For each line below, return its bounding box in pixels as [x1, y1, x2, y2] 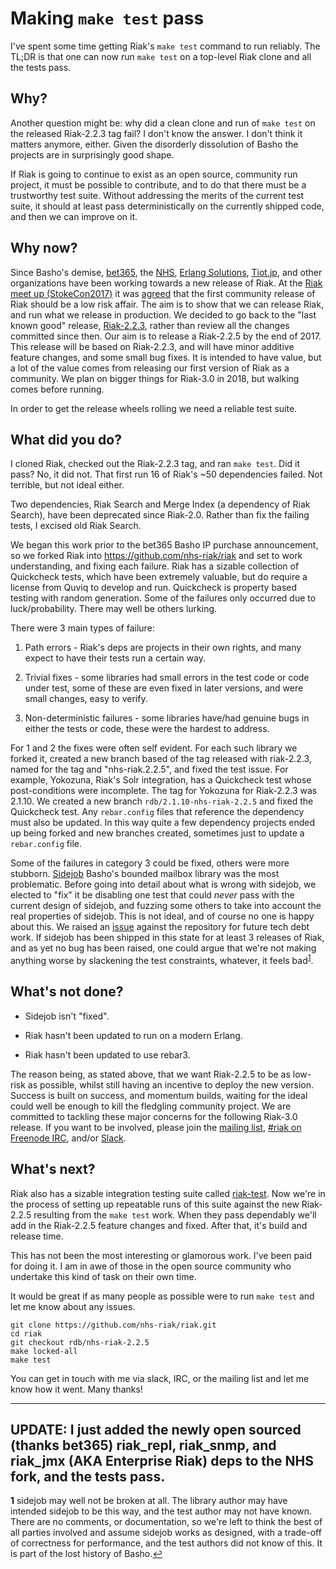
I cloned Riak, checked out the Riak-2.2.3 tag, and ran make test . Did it [10, 458, 301, 470]
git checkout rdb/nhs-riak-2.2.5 [10, 1337, 150, 1347]
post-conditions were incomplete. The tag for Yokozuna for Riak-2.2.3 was [10, 785, 318, 797]
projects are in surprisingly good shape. [10, 148, 175, 161]
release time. [10, 1230, 64, 1242]
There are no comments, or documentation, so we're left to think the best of [10, 1516, 323, 1528]
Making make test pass [10, 7, 205, 30]
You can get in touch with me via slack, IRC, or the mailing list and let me [10, 1372, 310, 1384]
